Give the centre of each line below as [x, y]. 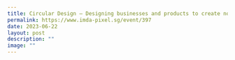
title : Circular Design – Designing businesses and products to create [114, 13]
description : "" [31, 39]
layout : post [26, 33]
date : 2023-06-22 [33, 26]
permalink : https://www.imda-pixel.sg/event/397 [79, 20]
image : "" [22, 46]
